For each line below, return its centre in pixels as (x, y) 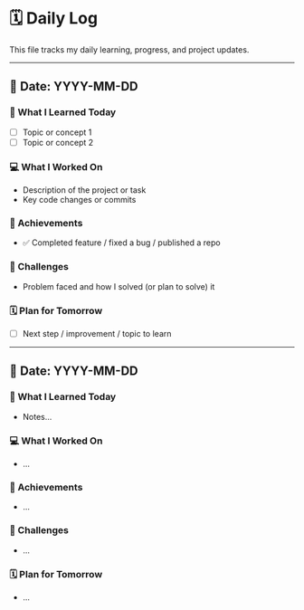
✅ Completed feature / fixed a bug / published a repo (121, 243)
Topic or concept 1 (57, 132)
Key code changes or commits (79, 200)
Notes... (37, 416)
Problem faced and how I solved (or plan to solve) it (119, 286)
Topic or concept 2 (58, 142)
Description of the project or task (84, 190)
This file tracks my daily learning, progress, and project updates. (129, 49)
